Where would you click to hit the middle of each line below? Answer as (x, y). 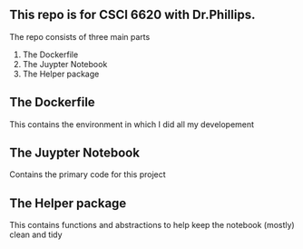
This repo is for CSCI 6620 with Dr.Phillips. (132, 15)
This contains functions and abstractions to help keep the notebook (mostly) (152, 225)
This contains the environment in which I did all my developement (132, 124)
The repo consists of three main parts (80, 36)
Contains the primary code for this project (88, 174)
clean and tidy (36, 234)
